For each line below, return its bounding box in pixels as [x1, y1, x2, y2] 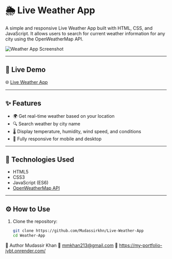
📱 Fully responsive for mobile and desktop [12, 136, 102, 142]
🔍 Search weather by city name [12, 120, 80, 126]
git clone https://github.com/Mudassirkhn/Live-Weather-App [12, 228, 144, 233]
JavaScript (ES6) [12, 180, 49, 186]
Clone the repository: [12, 219, 58, 225]
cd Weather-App [12, 233, 46, 239]
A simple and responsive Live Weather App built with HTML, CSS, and [5, 25, 153, 31]
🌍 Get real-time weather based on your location [12, 113, 115, 119]
